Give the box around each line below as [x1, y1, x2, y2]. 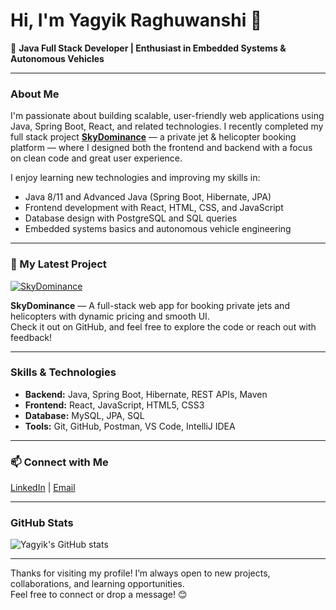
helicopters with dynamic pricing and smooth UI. [10, 310, 210, 322]
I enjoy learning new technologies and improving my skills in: [10, 172, 261, 184]
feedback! [10, 331, 52, 343]
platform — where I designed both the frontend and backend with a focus [10, 142, 313, 154]
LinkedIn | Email [10, 482, 76, 494]
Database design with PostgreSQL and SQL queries [24, 212, 238, 224]
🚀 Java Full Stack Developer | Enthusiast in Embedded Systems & [10, 42, 287, 54]
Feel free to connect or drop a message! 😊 [10, 589, 188, 601]
